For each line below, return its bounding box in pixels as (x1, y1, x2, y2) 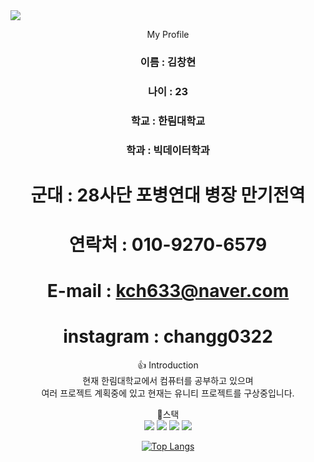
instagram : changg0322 (63, 325, 273, 348)
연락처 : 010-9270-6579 (68, 234, 268, 256)
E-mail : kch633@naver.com (46, 280, 290, 303)
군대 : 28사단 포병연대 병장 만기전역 (30, 184, 306, 206)
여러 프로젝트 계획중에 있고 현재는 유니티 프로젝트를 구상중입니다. (41, 387, 295, 399)
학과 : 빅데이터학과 (126, 143, 210, 157)
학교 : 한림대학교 (130, 114, 206, 128)
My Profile (146, 29, 190, 40)
